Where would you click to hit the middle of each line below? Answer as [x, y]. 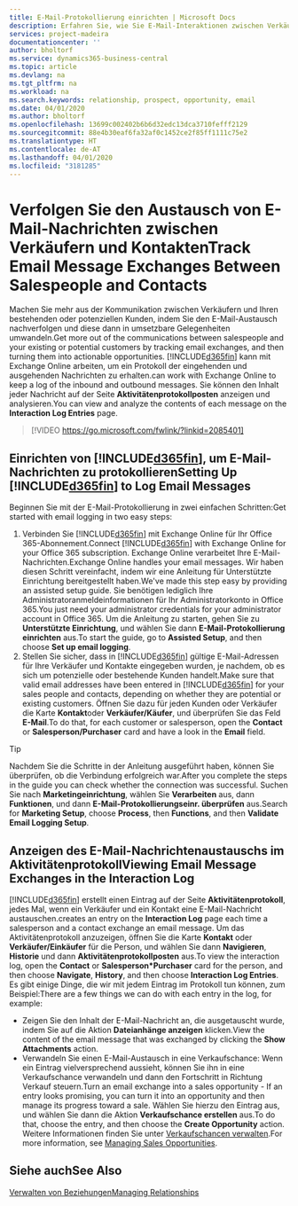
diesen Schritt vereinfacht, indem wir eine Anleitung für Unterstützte [147, 572]
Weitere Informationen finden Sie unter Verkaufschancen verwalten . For [152, 1133]
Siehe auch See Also [66, 1171]
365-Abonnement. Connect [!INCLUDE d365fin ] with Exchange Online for [154, 544]
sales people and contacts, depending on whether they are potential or [152, 694]
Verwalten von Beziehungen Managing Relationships [104, 1192]
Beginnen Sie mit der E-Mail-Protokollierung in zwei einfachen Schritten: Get [148, 507]
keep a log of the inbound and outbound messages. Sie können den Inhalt [144, 385]
